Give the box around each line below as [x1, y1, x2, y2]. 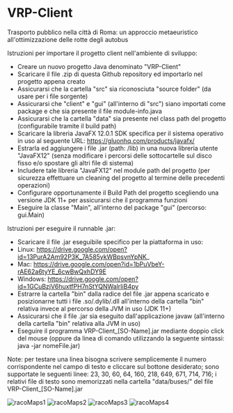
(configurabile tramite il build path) [17, 121, 117, 130]
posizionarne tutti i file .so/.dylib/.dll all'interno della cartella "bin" [17, 296, 204, 305]
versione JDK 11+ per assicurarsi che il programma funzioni [17, 195, 188, 204]
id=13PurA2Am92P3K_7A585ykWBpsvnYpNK [17, 253, 147, 261]
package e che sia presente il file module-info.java [17, 107, 162, 115]
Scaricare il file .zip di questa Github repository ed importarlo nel [17, 70, 203, 78]
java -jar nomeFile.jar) [17, 341, 81, 350]
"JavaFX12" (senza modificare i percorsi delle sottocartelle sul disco [17, 151, 212, 160]
